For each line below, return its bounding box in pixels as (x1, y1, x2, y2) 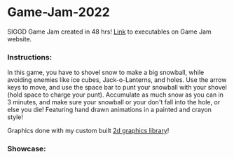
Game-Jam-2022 (7, 4, 110, 20)
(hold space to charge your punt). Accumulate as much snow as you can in (7, 90, 224, 99)
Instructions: (7, 52, 53, 62)
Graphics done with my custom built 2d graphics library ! (7, 127, 170, 135)
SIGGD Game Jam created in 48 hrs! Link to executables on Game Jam (7, 27, 212, 36)
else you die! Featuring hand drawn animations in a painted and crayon (7, 106, 212, 114)
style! (7, 113, 23, 121)
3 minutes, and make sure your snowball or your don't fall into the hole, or (7, 98, 221, 106)
